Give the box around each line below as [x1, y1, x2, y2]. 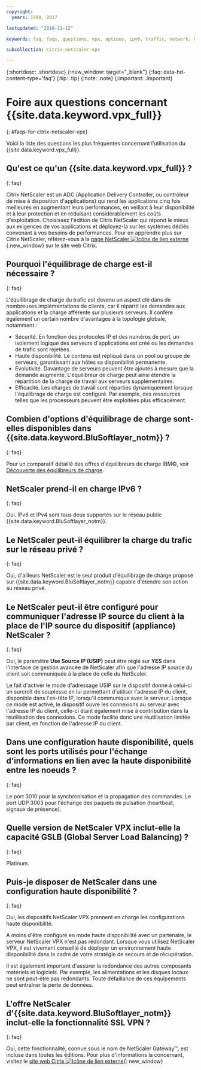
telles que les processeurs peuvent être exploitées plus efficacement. [14, 396, 187, 404]
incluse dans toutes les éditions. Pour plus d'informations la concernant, [6, 1051, 184, 1059]
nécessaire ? [6, 269, 55, 279]
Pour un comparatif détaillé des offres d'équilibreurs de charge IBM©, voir [6, 460, 190, 467]
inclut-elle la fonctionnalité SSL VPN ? [6, 1017, 151, 1028]
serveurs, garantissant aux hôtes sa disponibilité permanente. [14, 358, 167, 366]
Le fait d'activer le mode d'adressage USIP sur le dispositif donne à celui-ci [6, 682, 192, 689]
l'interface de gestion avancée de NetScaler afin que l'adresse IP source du [6, 664, 193, 671]
